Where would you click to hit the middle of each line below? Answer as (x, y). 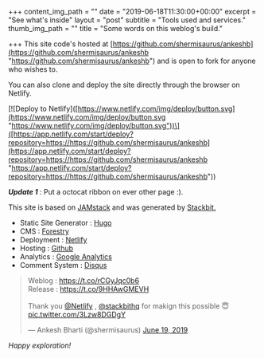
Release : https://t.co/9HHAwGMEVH (88, 289)
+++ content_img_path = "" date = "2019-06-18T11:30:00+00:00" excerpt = (132, 12)
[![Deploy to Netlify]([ (43, 108)
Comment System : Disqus (63, 265)
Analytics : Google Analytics (66, 257)
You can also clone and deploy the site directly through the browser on (124, 85)
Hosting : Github (47, 248)
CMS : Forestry (45, 231)
